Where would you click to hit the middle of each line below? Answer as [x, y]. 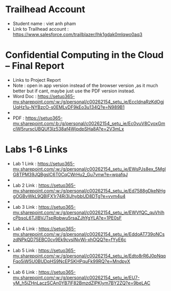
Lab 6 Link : [25, 272]
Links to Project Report [37, 80]
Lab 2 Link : [25, 185]
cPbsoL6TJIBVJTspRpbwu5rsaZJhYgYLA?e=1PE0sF [67, 217]
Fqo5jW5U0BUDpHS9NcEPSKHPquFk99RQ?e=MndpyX [71, 261]
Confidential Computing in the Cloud [84, 55]
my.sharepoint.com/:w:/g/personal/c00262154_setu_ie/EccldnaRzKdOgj [88, 102]
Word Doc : [25, 96]
